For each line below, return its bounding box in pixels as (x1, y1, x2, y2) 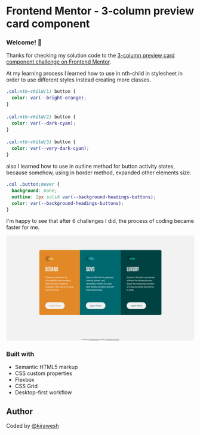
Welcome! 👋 (6, 38, 42, 47)
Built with (6, 349, 35, 358)
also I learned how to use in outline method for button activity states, (6, 163, 175, 170)
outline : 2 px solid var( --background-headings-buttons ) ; (11, 194, 156, 200)
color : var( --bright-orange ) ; (11, 95, 87, 101)
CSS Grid (14, 382, 38, 390)
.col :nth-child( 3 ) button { (6, 139, 76, 145)
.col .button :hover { (6, 182, 60, 188)
